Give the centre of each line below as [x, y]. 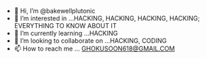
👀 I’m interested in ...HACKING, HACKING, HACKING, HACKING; [107, 18]
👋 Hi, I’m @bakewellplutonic [55, 11]
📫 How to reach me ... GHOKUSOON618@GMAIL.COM [94, 48]
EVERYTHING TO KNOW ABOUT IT [65, 26]
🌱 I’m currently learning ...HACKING [66, 33]
